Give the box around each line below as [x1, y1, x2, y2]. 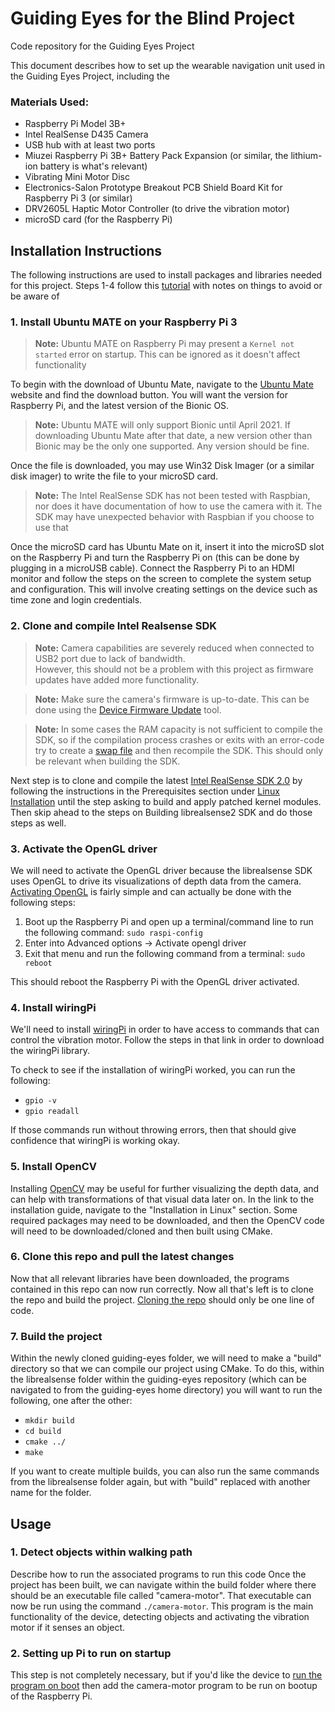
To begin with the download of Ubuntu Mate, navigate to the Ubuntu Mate [10, 378, 314, 391]
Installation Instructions [10, 242, 163, 259]
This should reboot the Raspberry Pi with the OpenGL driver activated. [10, 975, 300, 987]
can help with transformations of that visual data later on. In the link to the [10, 1193, 315, 1205]
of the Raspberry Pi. [10, 1690, 93, 1702]
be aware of [10, 290, 60, 302]
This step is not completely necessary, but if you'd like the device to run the [10, 1669, 323, 1681]
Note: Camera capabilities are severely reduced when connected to [34, 642, 315, 654]
